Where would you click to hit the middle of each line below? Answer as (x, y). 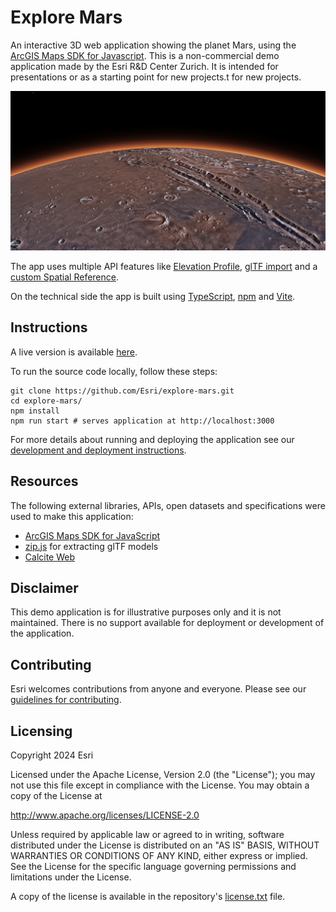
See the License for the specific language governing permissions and (153, 866)
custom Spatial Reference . (64, 277)
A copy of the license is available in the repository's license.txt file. (148, 896)
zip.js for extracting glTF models (91, 546)
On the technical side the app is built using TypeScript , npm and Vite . (153, 296)
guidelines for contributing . (66, 700)
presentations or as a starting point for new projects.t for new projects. (156, 77)
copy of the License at (56, 795)
